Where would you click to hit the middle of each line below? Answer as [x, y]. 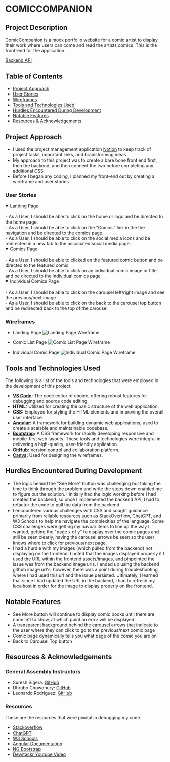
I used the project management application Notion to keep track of [82, 149]
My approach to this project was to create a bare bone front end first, [85, 160]
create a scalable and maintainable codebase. [60, 428]
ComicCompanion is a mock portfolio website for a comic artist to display [82, 40]
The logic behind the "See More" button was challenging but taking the [87, 483]
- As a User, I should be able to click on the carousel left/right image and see [85, 292]
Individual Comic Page [36, 352]
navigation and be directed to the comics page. [54, 233]
